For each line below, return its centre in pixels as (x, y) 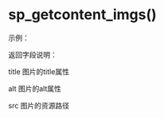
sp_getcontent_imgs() (82, 15)
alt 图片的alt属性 (35, 88)
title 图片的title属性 (39, 71)
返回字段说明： (33, 54)
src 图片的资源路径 (39, 105)
